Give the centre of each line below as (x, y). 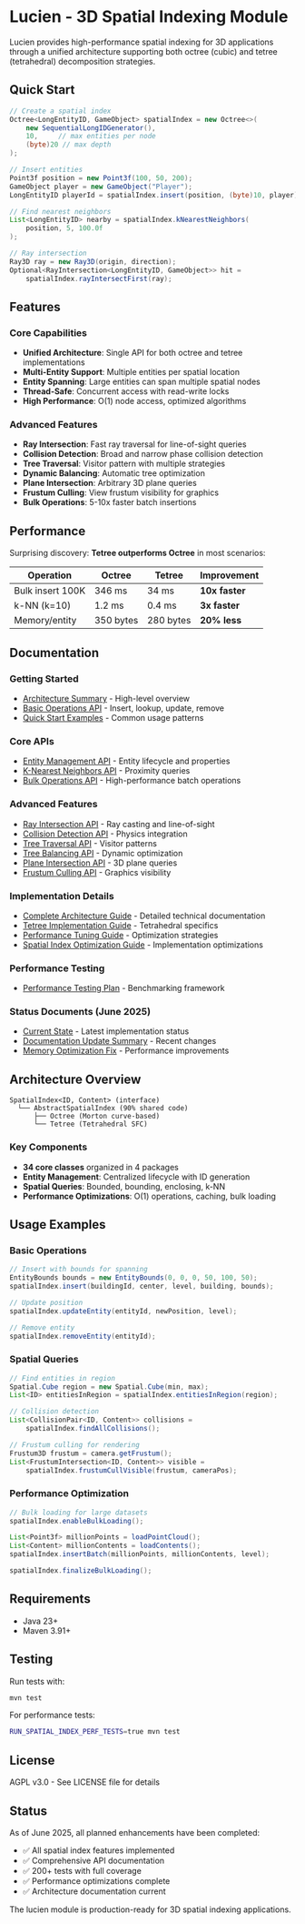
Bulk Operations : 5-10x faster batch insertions (109, 502)
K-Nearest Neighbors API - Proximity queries (106, 771)
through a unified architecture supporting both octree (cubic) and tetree (144, 51)
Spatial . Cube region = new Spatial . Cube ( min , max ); (109, 1387)
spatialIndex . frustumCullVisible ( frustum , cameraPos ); (132, 1470)
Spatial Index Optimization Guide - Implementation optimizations (143, 945)
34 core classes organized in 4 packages (100, 1167)
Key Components (49, 1147)
